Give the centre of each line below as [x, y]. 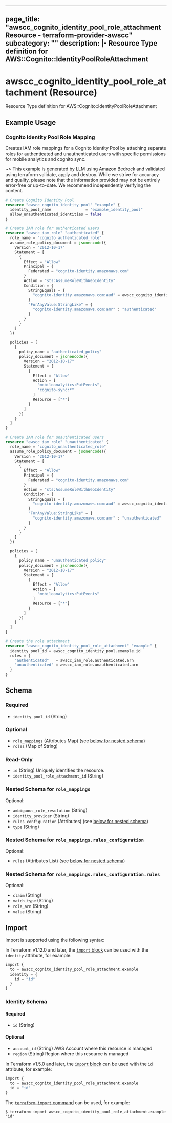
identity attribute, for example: [38, 955]
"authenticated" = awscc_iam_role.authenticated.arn [74, 660]
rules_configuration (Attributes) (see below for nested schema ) [80, 821]
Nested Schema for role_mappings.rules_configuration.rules [83, 874]
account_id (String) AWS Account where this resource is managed [82, 1048]
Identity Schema [26, 1002]
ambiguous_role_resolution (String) [50, 810]
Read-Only [19, 759]
